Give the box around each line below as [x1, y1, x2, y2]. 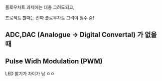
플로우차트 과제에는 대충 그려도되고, [5, 4, 75, 10]
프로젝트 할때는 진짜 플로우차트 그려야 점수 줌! [5, 15, 95, 21]
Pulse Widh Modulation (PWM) [5, 57, 103, 65]
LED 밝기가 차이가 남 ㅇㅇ [5, 71, 55, 77]
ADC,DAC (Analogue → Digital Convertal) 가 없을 [5, 31, 157, 39]
